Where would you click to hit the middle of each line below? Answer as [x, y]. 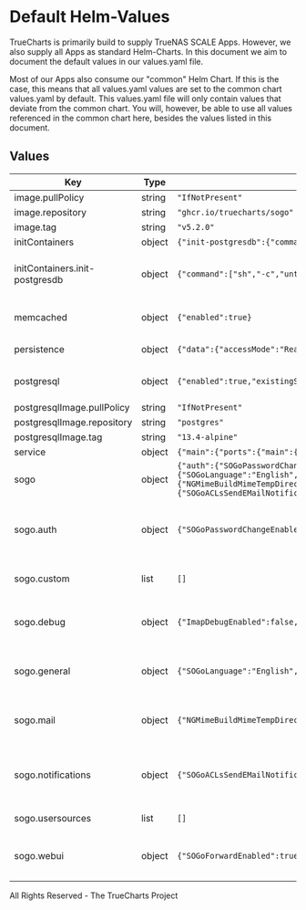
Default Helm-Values [90, 17]
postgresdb [39, 279]
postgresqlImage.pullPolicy [72, 407]
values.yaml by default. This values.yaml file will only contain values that [145, 99]
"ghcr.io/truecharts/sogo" [235, 212]
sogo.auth [36, 529]
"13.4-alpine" [208, 437]
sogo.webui [39, 855]
